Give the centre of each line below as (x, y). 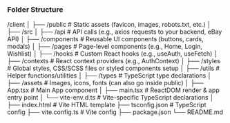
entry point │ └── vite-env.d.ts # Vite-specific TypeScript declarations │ (111, 98)
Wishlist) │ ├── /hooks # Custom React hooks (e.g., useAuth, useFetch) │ (113, 54)
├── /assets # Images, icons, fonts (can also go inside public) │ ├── (105, 83)
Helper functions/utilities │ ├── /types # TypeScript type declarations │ (109, 76)
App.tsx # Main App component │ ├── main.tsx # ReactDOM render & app (113, 90)
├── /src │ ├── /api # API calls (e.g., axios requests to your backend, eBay (115, 32)
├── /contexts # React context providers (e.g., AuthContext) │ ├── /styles (114, 61)
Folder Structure (35, 10)
